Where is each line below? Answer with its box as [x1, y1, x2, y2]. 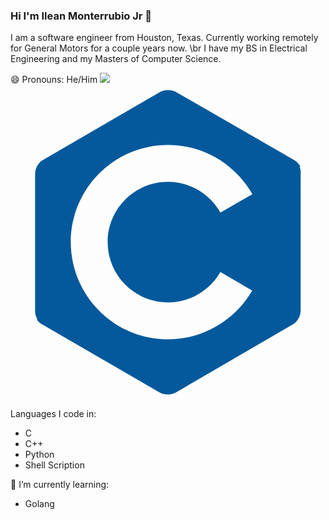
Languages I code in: [10, 408, 97, 420]
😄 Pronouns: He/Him [10, 74, 98, 86]
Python [24, 449, 55, 461]
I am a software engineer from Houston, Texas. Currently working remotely [10, 32, 319, 44]
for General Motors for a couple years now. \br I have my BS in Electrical [10, 42, 308, 54]
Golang [24, 498, 55, 510]
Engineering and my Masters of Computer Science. [10, 53, 222, 65]
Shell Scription [24, 459, 85, 471]
